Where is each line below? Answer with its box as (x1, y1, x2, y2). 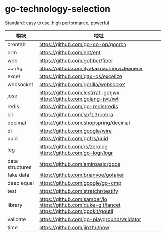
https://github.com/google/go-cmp (39, 179, 122, 186)
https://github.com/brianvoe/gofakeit (39, 171, 125, 178)
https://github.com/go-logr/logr (39, 149, 113, 156)
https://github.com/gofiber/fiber (39, 57, 114, 64)
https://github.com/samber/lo (39, 196, 107, 203)
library (7, 202, 23, 208)
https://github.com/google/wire (39, 127, 112, 134)
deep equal (7, 179, 34, 186)
